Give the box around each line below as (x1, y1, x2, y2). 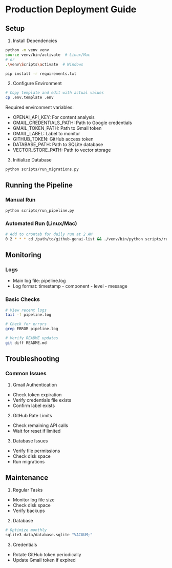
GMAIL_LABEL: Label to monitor (12, 131, 80, 137)
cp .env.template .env (5, 95, 54, 100)
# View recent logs (5, 308, 47, 313)
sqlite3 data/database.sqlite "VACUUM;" (5, 532, 93, 538)
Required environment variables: (5, 104, 74, 111)
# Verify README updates (5, 336, 58, 341)
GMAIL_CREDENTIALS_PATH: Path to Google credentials (12, 119, 132, 126)
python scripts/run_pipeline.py (5, 208, 74, 213)
